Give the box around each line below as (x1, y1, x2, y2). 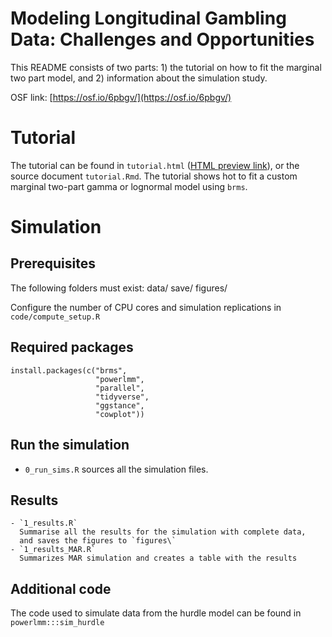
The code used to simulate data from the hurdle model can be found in (10, 607, 302, 619)
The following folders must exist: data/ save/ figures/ (10, 282, 228, 294)
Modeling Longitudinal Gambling (10, 7, 287, 30)
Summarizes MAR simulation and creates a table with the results (19, 553, 298, 564)
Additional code (10, 580, 112, 597)
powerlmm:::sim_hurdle (10, 618, 105, 628)
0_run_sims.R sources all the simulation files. (24, 463, 209, 475)
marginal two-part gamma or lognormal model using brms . (10, 180, 248, 192)
